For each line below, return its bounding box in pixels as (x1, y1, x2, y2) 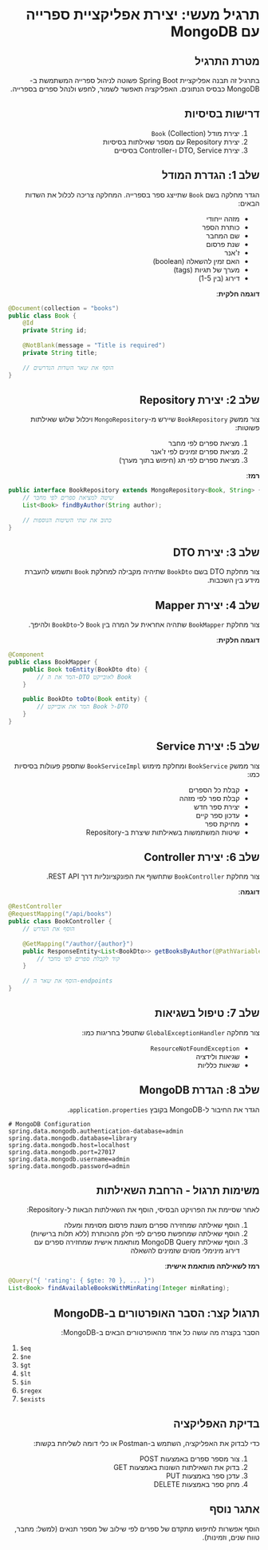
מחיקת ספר (204, 819, 240, 828)
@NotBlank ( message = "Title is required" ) (22, 341, 166, 349)
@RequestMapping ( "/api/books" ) (8, 910, 112, 918)
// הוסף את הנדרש (22, 925, 75, 933)
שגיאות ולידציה (195, 1051, 240, 1061)
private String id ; (22, 326, 88, 335)
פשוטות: (235, 423, 260, 432)
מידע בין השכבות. (207, 576, 260, 585)
